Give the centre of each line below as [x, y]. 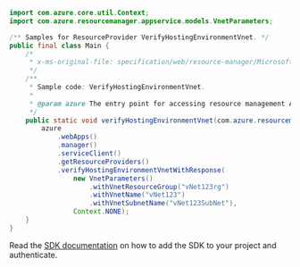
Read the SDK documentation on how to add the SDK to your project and [143, 245]
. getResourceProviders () [103, 162]
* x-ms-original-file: [71, 63]
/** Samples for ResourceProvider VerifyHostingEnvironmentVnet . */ [139, 37]
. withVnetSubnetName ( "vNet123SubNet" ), [163, 204]
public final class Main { [59, 46]
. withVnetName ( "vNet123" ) [137, 195]
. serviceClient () [89, 154]
